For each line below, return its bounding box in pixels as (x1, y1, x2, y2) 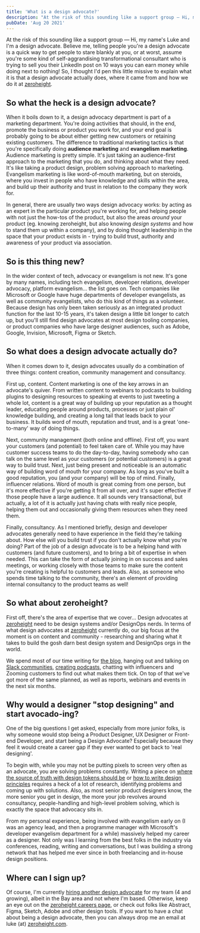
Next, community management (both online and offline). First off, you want (6, 436, 189, 443)
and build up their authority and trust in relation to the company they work (6, 183, 187, 191)
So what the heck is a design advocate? (6, 98, 157, 108)
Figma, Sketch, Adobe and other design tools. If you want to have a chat (6, 907, 183, 915)
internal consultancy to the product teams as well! (6, 581, 129, 588)
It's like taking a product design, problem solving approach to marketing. (6, 165, 185, 172)
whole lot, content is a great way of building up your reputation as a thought (6, 399, 192, 406)
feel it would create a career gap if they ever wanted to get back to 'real (6, 743, 182, 751)
